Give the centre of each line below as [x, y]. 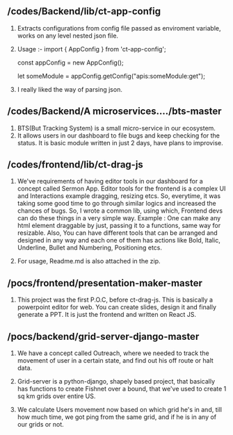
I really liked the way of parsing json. [70, 89]
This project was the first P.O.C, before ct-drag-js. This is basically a [115, 300]
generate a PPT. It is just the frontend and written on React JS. [107, 315]
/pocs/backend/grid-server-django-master [103, 336]
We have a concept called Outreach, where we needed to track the [113, 353]
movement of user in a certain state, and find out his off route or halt [115, 361]
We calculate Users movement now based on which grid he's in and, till [120, 410]
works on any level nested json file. [68, 35]
